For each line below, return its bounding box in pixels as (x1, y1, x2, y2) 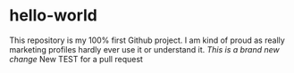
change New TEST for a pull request (9, 53, 143, 64)
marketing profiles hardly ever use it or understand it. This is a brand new (9, 44, 280, 54)
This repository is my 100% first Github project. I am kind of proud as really (9, 35, 286, 45)
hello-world (9, 5, 98, 26)
